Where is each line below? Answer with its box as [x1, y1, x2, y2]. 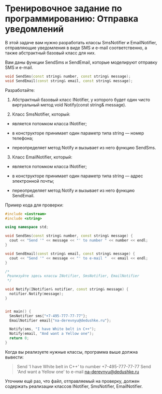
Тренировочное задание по [5, 3, 122, 14]
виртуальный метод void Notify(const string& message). [12, 102, 127, 107]
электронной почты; [12, 178, 55, 184]
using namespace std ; [5, 224, 49, 230]
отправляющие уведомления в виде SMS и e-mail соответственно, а [5, 45, 147, 51]
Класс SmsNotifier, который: [12, 111, 71, 117]
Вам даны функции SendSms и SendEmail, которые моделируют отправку [5, 59, 158, 65]
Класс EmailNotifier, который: [12, 154, 73, 160]
